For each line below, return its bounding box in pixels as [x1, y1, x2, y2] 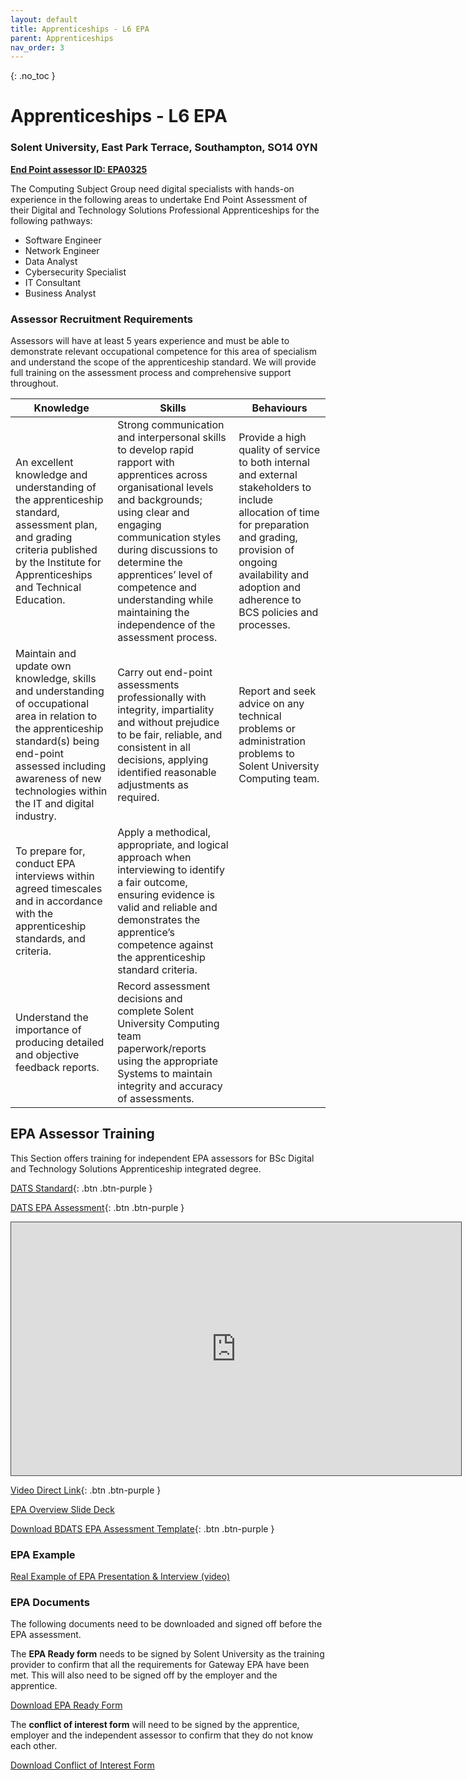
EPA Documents [10, 1596, 90, 1610]
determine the [117, 556, 183, 570]
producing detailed [15, 1036, 105, 1050]
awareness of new [15, 772, 102, 786]
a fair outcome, [117, 876, 188, 890]
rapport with [117, 456, 175, 470]
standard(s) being [15, 734, 100, 748]
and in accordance [15, 894, 103, 908]
